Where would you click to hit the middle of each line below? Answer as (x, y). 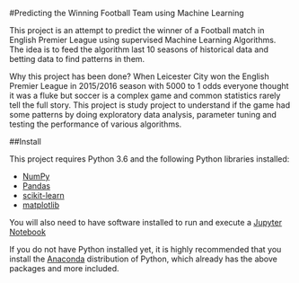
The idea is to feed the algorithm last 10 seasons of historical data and (139, 49)
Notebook (28, 232)
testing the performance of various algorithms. (96, 124)
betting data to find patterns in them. (77, 59)
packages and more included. (64, 268)
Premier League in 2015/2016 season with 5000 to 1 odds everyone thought (149, 86)
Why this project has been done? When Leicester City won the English (139, 76)
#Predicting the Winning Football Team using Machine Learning (127, 13)
